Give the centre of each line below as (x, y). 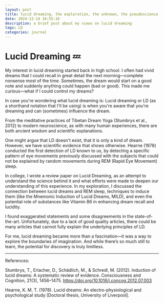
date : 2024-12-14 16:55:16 (32, 19)
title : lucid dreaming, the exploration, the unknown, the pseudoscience (82, 14)
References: (17, 260)
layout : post (18, 10)
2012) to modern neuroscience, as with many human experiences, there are (81, 126)
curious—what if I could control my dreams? (50, 91)
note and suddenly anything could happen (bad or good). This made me (77, 86)
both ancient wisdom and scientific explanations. (54, 130)
